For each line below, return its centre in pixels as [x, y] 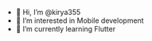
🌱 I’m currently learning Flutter [66, 29]
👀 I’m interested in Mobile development [80, 20]
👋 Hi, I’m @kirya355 [48, 12]
